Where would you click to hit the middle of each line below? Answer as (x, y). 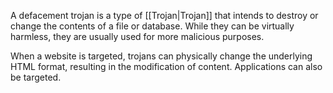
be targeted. (36, 77)
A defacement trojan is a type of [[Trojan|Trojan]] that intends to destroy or (164, 15)
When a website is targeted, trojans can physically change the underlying (161, 56)
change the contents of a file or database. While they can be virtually (152, 26)
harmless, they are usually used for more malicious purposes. (137, 36)
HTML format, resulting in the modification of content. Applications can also (166, 66)
